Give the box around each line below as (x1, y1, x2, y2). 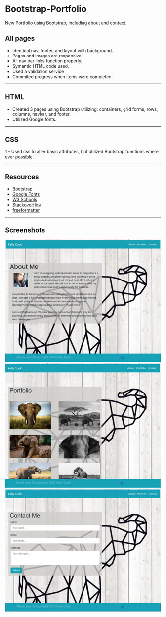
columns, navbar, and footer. (12, 111, 71, 117)
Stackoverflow (12, 202, 42, 208)
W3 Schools (12, 197, 38, 203)
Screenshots (5, 226, 45, 234)
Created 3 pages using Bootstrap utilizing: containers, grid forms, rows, (12, 106, 158, 112)
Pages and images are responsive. (12, 53, 83, 58)
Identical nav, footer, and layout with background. (12, 47, 113, 53)
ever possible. (5, 154, 34, 160)
